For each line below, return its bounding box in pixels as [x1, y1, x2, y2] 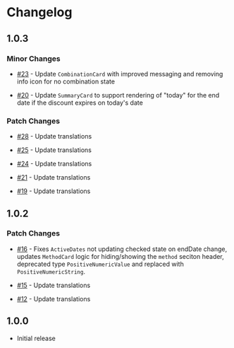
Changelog [6, 4, 73, 21]
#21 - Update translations [16, 173, 91, 182]
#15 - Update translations [16, 281, 91, 289]
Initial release [16, 334, 56, 342]
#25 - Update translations [16, 146, 92, 154]
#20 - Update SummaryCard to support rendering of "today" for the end [16, 91, 220, 99]
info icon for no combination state [16, 77, 116, 86]
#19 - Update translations [16, 187, 91, 195]
